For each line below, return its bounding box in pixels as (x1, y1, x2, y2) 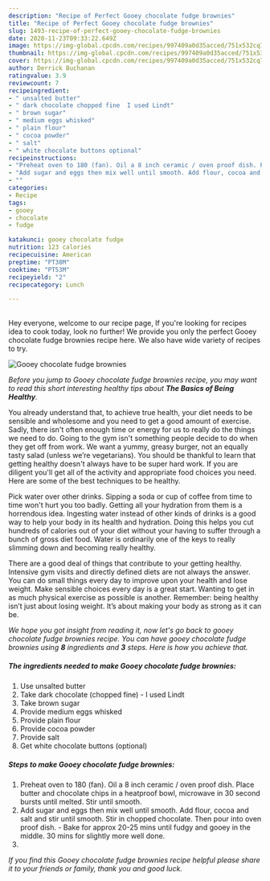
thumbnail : (8, 49, 45, 57)
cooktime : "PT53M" (8, 266, 70, 274)
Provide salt (19, 733, 60, 743)
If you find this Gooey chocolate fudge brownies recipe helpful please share (8, 855, 261, 865)
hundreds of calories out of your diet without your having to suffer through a (8, 526, 261, 536)
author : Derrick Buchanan (8, 64, 95, 72)
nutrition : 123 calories (8, 243, 92, 252)
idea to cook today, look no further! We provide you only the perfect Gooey (8, 327, 257, 336)
